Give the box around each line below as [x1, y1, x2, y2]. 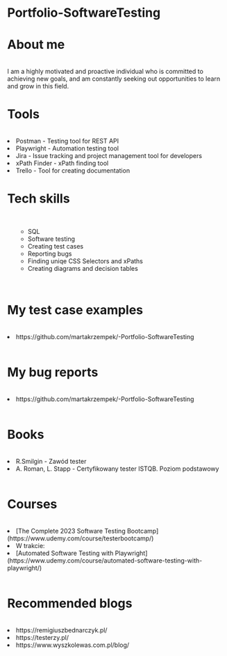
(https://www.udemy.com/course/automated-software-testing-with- [7, 556, 203, 565]
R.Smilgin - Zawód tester [16, 457, 87, 465]
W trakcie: [16, 541, 45, 549]
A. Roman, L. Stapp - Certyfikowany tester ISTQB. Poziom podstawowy [16, 464, 219, 473]
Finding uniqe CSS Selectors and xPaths [27, 257, 144, 265]
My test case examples [7, 302, 144, 318]
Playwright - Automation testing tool [16, 144, 119, 153]
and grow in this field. [7, 82, 69, 91]
